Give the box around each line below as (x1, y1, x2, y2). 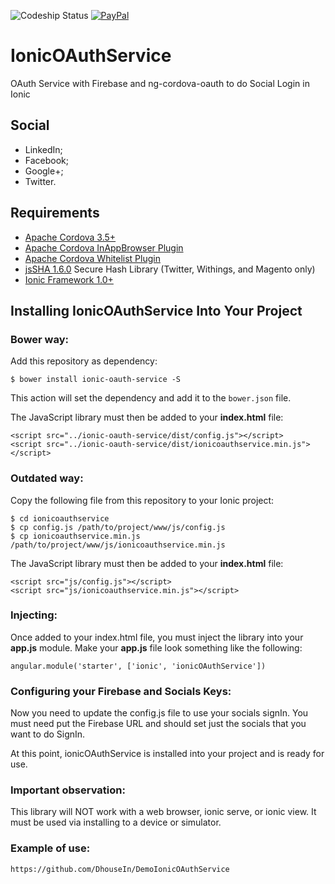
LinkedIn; (24, 143, 63, 155)
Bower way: (10, 332, 69, 346)
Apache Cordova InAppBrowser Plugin (24, 241, 184, 254)
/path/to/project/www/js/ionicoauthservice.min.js (10, 540, 226, 550)
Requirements (10, 205, 100, 222)
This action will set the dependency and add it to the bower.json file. (10, 392, 292, 404)
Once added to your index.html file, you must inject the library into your (10, 631, 304, 643)
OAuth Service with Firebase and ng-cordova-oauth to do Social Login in (10, 77, 310, 89)
